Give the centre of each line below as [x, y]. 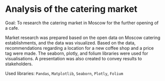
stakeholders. [19, 64]
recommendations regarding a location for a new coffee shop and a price [80, 48]
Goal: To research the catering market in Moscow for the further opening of [82, 23]
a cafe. [12, 28]
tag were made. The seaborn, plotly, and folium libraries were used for [77, 53]
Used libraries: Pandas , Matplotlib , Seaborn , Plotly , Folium [64, 73]
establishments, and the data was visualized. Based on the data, [70, 42]
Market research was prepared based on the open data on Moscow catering [83, 38]
